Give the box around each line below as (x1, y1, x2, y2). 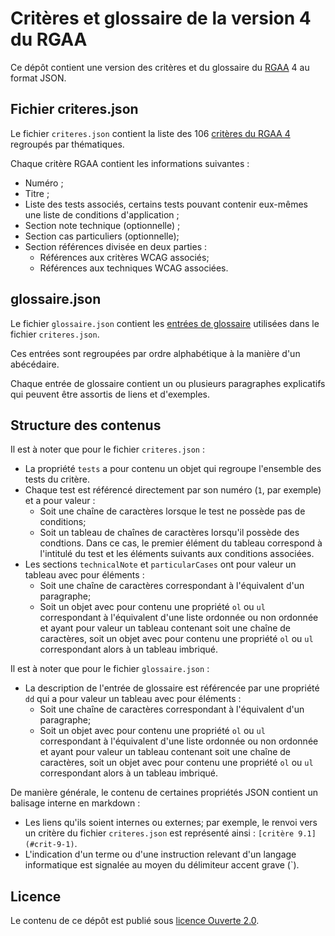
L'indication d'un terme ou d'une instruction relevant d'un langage (24, 848, 297, 861)
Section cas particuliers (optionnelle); (24, 230, 180, 242)
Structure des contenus (10, 417, 162, 434)
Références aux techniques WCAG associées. (39, 262, 229, 274)
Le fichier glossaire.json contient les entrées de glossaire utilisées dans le (10, 317, 320, 329)
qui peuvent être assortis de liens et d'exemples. (10, 388, 211, 400)
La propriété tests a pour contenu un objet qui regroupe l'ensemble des (24, 463, 322, 475)
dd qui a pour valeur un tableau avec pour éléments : (24, 693, 242, 705)
